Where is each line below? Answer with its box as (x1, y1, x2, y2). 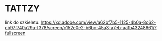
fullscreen (5, 30, 26, 36)
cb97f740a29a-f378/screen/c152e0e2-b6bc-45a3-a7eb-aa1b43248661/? (5, 24, 157, 30)
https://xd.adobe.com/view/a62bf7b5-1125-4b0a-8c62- (40, 19, 156, 25)
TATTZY (5, 3, 40, 14)
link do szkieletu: (5, 19, 40, 25)
